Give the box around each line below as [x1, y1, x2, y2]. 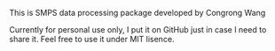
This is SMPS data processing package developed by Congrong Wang [9, 8, 266, 18]
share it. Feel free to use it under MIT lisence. [9, 34, 175, 44]
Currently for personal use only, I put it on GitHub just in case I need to [9, 25, 267, 34]
